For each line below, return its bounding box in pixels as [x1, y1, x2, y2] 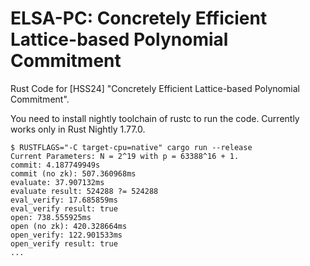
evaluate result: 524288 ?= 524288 [10, 186, 159, 196]
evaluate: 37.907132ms [10, 177, 105, 187]
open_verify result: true [10, 238, 118, 249]
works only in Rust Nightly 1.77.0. [10, 123, 146, 135]
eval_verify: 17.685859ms [10, 195, 118, 205]
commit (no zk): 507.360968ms [10, 168, 137, 179]
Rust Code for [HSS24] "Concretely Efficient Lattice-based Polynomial [10, 82, 300, 94]
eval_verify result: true [10, 203, 118, 214]
